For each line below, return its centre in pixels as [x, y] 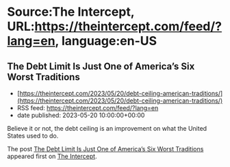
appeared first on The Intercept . [52, 156]
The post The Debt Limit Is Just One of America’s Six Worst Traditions [105, 149]
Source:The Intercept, [71, 12]
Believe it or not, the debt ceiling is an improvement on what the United [107, 128]
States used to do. [33, 136]
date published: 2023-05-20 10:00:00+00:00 [81, 115]
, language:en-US [106, 41]
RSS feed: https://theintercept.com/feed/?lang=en [88, 108]
